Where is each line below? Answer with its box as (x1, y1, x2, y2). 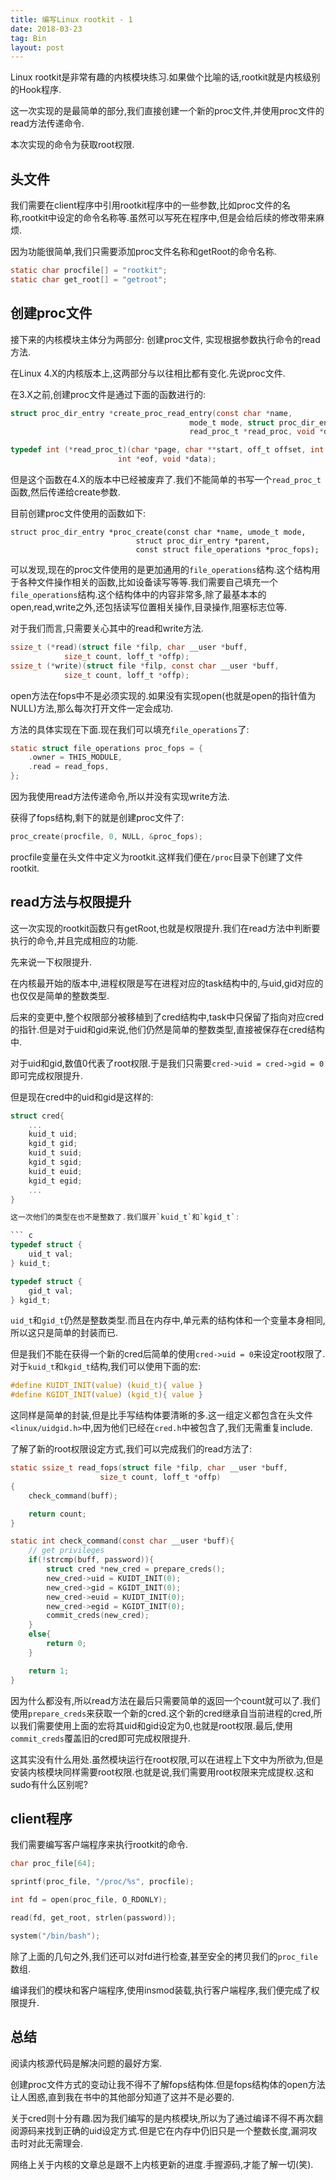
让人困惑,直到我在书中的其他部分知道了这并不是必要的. (10, 2091, 235, 2103)
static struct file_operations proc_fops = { (10, 743, 203, 753)
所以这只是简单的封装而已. (10, 1327, 119, 1339)
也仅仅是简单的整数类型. (10, 989, 110, 1001)
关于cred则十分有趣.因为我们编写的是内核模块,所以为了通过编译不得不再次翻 (10, 2112, 323, 2124)
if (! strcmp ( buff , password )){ (28, 1555, 155, 1565)
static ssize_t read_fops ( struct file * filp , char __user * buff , (10, 1463, 288, 1473)
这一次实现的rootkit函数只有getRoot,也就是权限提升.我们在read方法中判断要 (10, 922, 321, 934)
